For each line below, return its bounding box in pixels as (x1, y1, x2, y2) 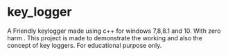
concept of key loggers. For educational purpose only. (7, 41, 162, 49)
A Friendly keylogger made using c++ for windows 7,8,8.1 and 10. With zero (7, 27, 221, 35)
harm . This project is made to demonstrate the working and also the (7, 33, 203, 42)
